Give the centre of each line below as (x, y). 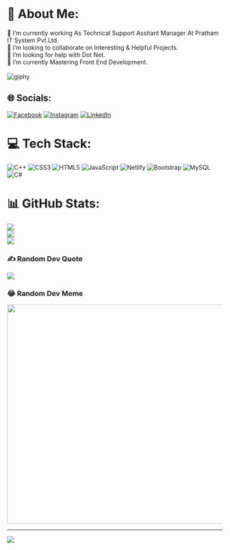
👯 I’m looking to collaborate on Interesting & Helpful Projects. (93, 47)
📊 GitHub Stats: (54, 203)
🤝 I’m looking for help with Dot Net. (56, 55)
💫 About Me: (43, 14)
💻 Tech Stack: (49, 143)
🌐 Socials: (29, 98)
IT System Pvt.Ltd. (33, 40)
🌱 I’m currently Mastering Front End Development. (78, 62)
